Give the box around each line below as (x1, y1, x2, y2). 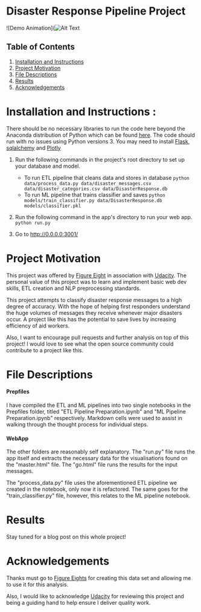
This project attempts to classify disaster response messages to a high (6, 296, 182, 303)
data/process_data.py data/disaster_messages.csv (24, 180, 152, 186)
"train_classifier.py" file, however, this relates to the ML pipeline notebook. (6, 492, 191, 499)
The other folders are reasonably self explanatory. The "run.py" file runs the (6, 448, 195, 455)
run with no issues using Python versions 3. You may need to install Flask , (6, 137, 190, 145)
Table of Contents (6, 42, 75, 52)
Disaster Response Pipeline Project (6, 4, 186, 18)
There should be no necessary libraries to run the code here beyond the (6, 125, 185, 132)
